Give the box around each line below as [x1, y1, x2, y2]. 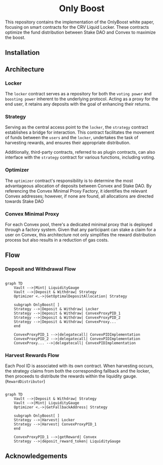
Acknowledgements [5, 452, 68, 460]
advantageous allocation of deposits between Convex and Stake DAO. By [5, 183, 152, 189]
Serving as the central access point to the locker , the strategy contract [5, 125, 148, 130]
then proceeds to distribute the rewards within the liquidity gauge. [5, 373, 137, 379]
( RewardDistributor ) [5, 378, 45, 384]
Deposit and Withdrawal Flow [5, 266, 76, 272]
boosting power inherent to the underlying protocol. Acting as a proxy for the [5, 96, 158, 102]
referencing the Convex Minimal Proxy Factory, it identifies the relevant [5, 188, 147, 194]
